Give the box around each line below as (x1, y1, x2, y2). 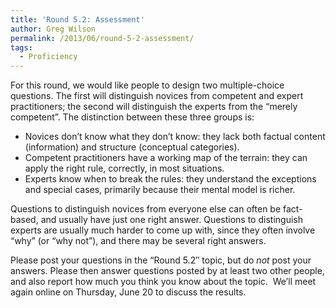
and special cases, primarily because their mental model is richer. (24, 184, 296, 196)
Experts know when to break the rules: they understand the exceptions (24, 173, 317, 185)
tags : (10, 42, 33, 53)
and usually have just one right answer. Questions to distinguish (40, 214, 303, 226)
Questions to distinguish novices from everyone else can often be (10, 203, 282, 215)
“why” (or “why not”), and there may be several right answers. (10, 235, 267, 247)
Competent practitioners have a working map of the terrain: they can (24, 152, 308, 164)
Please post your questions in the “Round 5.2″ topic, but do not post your (10, 254, 312, 266)
